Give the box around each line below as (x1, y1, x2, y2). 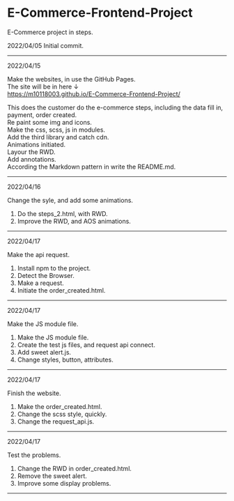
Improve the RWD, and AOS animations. (17, 217, 131, 225)
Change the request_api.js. (17, 417, 95, 426)
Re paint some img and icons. (7, 118, 93, 126)
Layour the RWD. (7, 148, 56, 156)
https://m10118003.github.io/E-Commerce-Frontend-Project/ (7, 89, 181, 98)
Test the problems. (7, 451, 61, 459)
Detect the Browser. (17, 271, 75, 279)
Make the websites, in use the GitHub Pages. (7, 75, 136, 83)
